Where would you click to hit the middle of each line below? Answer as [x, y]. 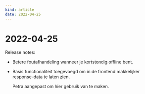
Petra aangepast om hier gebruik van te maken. [61, 87]
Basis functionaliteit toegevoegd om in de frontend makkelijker [76, 72]
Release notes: [20, 52]
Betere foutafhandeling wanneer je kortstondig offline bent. [73, 62]
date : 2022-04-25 [23, 14]
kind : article [20, 10]
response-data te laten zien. [41, 77]
